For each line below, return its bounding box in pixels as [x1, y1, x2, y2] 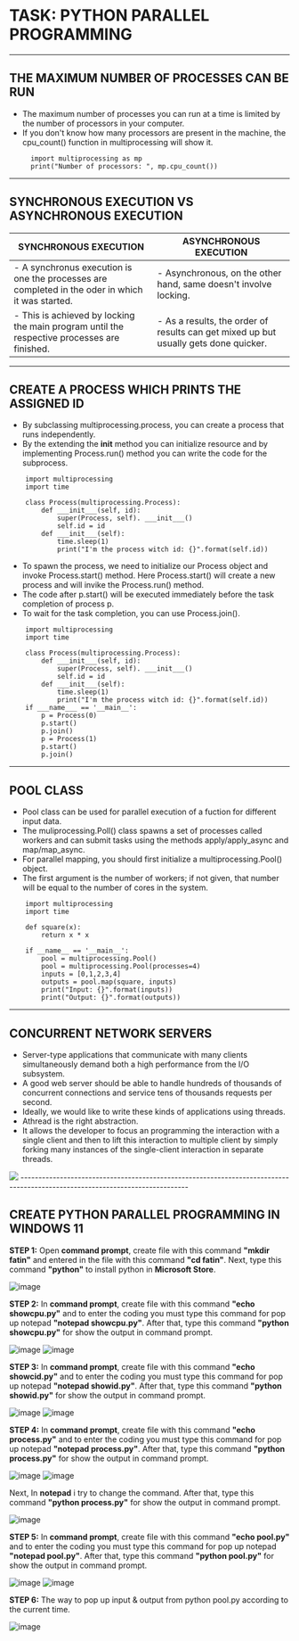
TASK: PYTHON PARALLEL [9, 5, 210, 26]
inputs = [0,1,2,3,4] [41, 969, 122, 979]
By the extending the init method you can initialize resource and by [21, 439, 269, 449]
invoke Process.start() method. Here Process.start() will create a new [21, 570, 276, 581]
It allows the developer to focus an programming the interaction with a [21, 1126, 280, 1135]
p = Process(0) [41, 711, 98, 721]
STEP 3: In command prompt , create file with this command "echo [9, 1361, 255, 1372]
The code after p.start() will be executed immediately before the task [21, 590, 274, 600]
